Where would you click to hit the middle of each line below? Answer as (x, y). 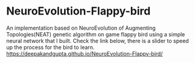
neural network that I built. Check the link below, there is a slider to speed (97, 41)
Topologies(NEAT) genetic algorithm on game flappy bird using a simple (96, 34)
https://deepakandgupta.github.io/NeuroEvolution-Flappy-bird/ (85, 53)
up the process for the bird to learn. (50, 47)
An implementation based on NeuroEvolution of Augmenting (81, 28)
